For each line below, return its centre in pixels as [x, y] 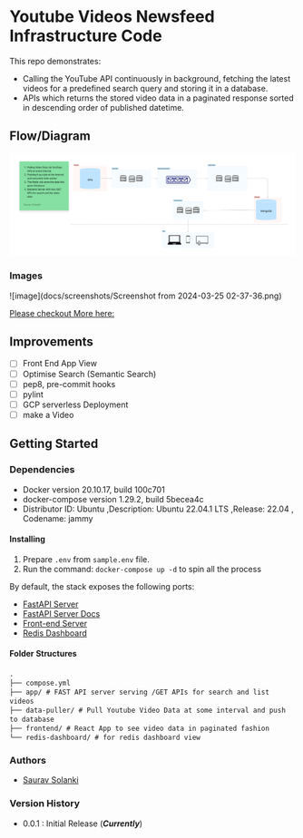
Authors [28, 760]
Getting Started [54, 444]
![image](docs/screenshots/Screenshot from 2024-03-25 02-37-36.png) [146, 296]
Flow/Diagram [50, 136]
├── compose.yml [40, 683]
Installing [27, 539]
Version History [44, 804]
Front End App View [60, 364]
